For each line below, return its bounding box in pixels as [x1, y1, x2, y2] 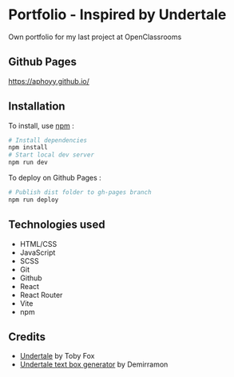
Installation [8, 100, 65, 113]
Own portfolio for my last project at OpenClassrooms [8, 32, 182, 42]
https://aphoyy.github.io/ [8, 76, 90, 85]
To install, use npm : [8, 121, 74, 130]
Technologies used [8, 218, 105, 232]
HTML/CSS [19, 239, 58, 248]
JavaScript [19, 248, 56, 257]
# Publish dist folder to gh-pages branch [8, 188, 152, 196]
